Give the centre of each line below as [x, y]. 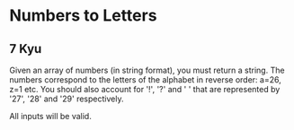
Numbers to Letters [83, 16]
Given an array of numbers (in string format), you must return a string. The [147, 70]
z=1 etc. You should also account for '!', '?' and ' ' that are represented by [145, 89]
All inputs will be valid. [50, 116]
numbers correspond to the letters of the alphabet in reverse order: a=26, [145, 80]
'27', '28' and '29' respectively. [67, 99]
